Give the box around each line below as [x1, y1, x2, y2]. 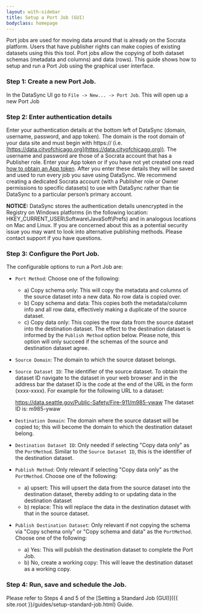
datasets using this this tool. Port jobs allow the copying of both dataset [6, 50, 185, 57]
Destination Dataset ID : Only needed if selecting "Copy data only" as [14, 442, 190, 449]
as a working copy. [24, 566, 71, 573]
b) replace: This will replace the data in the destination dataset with [24, 503, 191, 511]
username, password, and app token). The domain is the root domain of [6, 132, 185, 140]
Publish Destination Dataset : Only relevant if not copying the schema [14, 522, 191, 529]
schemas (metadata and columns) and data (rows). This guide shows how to [6, 56, 197, 63]
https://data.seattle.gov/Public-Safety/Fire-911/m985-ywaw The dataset [14, 399, 194, 406]
